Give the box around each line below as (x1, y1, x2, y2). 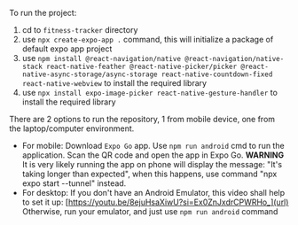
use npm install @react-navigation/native (21, 53, 182, 63)
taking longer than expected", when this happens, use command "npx (21, 168, 278, 179)
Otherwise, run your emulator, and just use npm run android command (21, 206, 278, 216)
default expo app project (21, 43, 113, 54)
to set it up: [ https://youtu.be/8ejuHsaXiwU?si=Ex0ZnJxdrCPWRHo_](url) (21, 197, 289, 207)
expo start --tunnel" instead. (21, 178, 127, 189)
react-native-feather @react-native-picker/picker (45, 62, 238, 71)
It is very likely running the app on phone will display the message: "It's (21, 159, 282, 169)
